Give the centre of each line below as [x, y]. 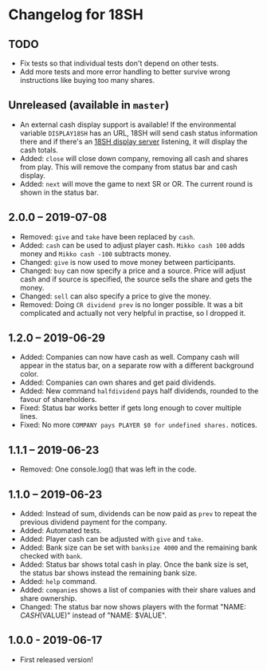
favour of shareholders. [58, 400]
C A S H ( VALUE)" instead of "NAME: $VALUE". [93, 615]
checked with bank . [51, 556]
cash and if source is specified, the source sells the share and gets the [136, 279]
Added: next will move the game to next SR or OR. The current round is [136, 184]
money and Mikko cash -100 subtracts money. [95, 254]
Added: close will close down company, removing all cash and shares [134, 158]
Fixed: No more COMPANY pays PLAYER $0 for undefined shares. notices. [138, 425]
